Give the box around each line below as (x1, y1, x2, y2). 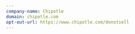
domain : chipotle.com (6, 14, 59, 20)
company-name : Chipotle (6, 8, 64, 14)
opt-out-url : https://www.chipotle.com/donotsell (6, 19, 130, 25)
